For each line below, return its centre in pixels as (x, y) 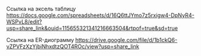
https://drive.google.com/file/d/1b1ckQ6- (126, 40)
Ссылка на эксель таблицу (41, 9)
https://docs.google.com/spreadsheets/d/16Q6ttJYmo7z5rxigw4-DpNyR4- (100, 15)
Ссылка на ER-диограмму (40, 40)
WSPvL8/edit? (24, 22)
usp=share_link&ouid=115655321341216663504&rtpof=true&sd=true (92, 28)
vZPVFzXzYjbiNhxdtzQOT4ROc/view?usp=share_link (73, 46)
